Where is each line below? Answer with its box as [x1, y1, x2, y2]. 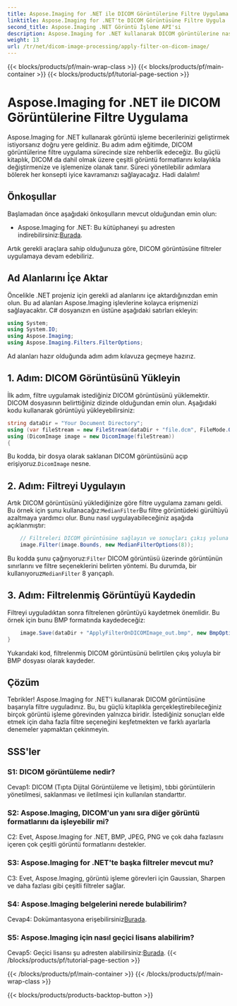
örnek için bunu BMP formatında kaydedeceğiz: [7, 615, 146, 624]
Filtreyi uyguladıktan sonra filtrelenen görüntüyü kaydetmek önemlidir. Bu [7, 608, 220, 617]
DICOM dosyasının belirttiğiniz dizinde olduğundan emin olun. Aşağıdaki [7, 398, 217, 407]
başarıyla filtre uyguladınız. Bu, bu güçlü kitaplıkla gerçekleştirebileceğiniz [7, 703, 222, 711]
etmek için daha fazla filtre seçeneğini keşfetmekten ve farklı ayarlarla [7, 718, 211, 726]
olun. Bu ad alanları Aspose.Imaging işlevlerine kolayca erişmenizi [7, 298, 199, 307]
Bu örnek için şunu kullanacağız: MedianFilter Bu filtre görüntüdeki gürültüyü [7, 506, 229, 515]
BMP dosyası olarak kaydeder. [7, 656, 95, 665]
